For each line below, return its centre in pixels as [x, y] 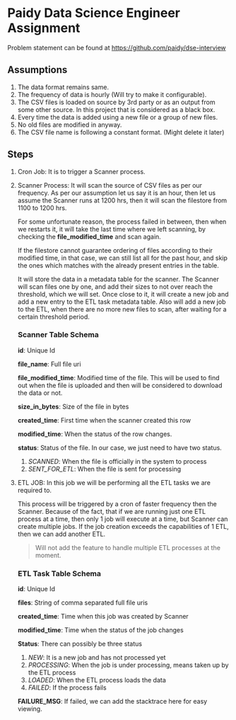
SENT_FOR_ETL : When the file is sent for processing [105, 469]
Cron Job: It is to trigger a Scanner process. [82, 171]
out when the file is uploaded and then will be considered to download [120, 385]
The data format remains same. [63, 87]
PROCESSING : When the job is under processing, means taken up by [128, 665]
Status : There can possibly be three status [80, 644]
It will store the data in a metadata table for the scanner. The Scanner [118, 279]
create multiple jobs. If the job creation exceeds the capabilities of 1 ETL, [123, 526]
